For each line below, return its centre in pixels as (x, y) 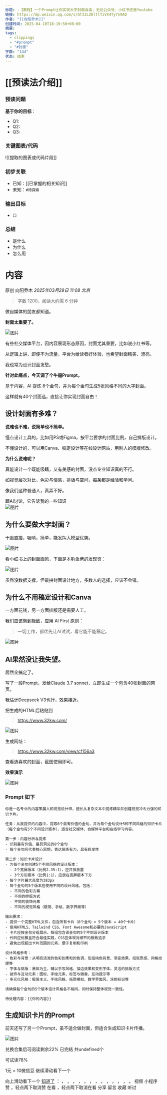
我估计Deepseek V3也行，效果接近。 (43, 700)
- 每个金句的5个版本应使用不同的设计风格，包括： (49, 886)
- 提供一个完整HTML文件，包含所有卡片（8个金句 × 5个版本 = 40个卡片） (71, 922)
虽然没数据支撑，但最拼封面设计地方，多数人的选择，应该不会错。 (73, 580)
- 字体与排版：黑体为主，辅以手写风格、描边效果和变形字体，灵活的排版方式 (72, 969)
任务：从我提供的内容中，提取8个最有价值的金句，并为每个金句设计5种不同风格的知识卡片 (84, 824)
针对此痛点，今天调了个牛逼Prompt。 (44, 375)
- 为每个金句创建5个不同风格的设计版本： (42, 864)
